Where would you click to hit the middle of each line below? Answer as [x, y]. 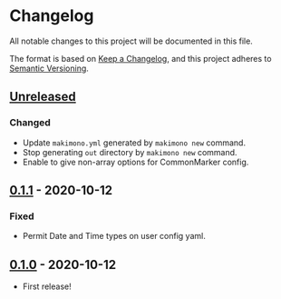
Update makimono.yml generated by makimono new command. [134, 143]
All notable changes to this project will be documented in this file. [131, 41]
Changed [30, 123]
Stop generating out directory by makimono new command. [130, 152]
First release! [47, 286]
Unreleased [43, 97]
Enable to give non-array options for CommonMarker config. [136, 162]
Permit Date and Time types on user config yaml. [114, 236]
